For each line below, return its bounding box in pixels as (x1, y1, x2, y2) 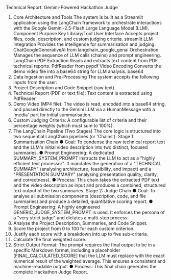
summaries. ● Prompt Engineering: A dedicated (13, 150, 114, 156)
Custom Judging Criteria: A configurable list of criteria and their (13, 117, 148, 123)
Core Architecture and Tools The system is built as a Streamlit (13, 14, 143, 20)
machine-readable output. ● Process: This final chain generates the (13, 264, 157, 269)
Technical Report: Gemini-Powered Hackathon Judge (6, 5, 118, 10)
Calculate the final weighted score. (13, 237, 87, 242)
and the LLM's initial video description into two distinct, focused (13, 144, 148, 150)
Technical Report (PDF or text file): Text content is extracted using (13, 90, 153, 96)
